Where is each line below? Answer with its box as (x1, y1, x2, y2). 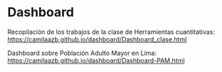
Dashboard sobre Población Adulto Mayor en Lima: (7, 49, 157, 57)
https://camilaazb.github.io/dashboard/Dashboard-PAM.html (7, 56, 185, 64)
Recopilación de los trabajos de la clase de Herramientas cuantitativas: (7, 28, 216, 36)
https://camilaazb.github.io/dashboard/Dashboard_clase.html (7, 35, 187, 43)
